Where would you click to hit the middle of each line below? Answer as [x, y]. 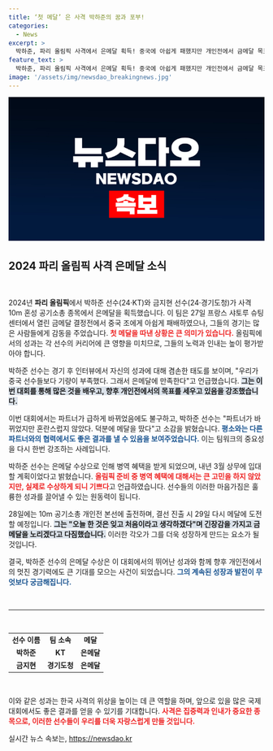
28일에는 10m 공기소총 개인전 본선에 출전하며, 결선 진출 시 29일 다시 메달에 [128, 514]
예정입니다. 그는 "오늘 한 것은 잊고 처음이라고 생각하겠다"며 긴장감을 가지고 [134, 524]
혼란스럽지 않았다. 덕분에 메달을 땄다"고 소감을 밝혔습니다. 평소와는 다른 [149, 429]
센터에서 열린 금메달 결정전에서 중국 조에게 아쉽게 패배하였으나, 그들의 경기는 [130, 323]
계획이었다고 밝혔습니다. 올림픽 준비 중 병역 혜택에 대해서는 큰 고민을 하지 [131, 476]
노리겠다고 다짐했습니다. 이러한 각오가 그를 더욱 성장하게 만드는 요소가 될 [145, 534]
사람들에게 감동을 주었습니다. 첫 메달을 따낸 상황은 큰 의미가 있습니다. [125, 333]
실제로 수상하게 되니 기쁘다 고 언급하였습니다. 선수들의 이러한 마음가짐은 [138, 487]
